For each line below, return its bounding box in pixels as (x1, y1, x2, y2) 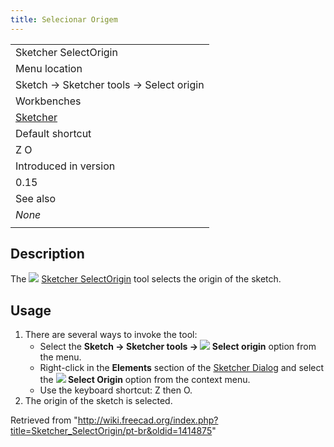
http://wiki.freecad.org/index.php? (77, 414, 219, 426)
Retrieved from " (10, 414, 78, 426)
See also (15, 191, 57, 205)
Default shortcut (15, 126, 92, 140)
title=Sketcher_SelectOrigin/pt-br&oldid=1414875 (10, 425, 213, 437)
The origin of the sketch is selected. (24, 395, 173, 407)
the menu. (39, 351, 82, 363)
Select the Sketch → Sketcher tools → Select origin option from (39, 341, 317, 353)
